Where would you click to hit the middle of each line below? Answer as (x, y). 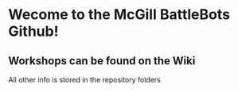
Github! (33, 31)
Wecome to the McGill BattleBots (119, 15)
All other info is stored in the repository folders (85, 80)
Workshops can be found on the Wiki (102, 61)
